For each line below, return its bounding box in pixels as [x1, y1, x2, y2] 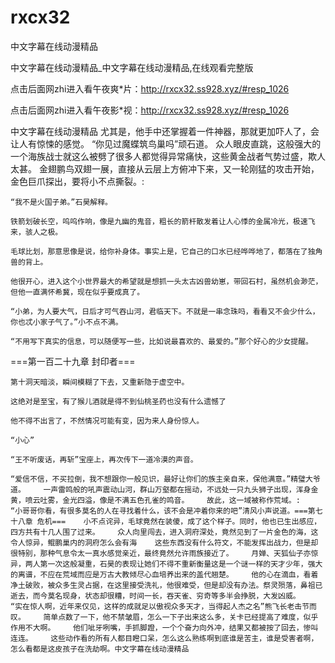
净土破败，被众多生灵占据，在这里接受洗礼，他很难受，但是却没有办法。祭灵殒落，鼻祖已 [10, 580, 323, 590]
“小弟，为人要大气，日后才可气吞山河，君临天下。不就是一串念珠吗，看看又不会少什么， [10, 306, 320, 316]
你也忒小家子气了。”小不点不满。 [10, 317, 123, 327]
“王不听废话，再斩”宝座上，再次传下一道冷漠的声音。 [10, 454, 198, 465]
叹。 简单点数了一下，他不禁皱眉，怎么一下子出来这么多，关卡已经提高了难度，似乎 [10, 612, 319, 622]
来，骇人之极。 [10, 227, 63, 237]
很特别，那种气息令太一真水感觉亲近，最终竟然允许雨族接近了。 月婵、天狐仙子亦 [10, 548, 312, 558]
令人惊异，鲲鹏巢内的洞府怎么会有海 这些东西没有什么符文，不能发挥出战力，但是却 [10, 537, 319, 548]
